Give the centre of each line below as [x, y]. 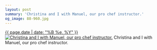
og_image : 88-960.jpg [27, 18]
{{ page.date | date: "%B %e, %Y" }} [42, 33]
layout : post [18, 9]
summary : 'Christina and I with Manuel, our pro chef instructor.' [75, 14]
